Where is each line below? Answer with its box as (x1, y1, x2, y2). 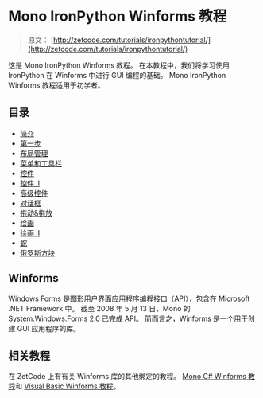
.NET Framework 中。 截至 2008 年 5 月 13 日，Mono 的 (8, 303, 191, 313)
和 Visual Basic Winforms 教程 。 (15, 381, 121, 391)
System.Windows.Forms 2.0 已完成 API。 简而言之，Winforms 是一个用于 (8, 314, 249, 323)
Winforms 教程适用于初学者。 (8, 80, 105, 90)
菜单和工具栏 (19, 158, 62, 168)
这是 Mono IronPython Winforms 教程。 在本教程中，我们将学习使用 (8, 60, 230, 70)
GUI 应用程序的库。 (17, 323, 81, 333)
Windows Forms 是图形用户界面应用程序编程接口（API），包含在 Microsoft (8, 294, 250, 303)
